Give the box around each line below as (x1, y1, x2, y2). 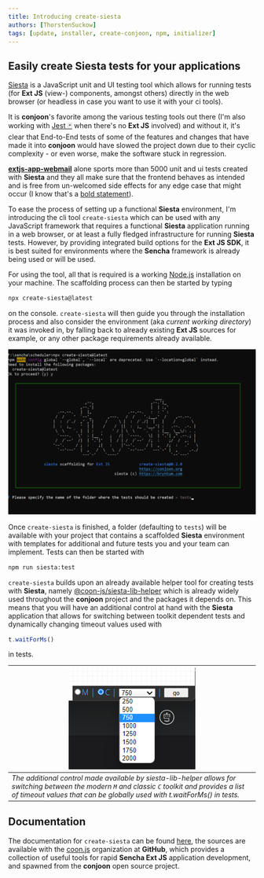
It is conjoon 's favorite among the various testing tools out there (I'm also (8, 112, 246, 122)
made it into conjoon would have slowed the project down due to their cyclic (8, 141, 256, 150)
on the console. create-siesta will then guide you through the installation (8, 309, 245, 318)
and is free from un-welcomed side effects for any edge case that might (8, 181, 242, 190)
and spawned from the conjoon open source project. (8, 861, 180, 870)
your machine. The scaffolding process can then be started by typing (8, 278, 233, 288)
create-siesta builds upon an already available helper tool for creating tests (8, 578, 254, 587)
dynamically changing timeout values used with (8, 619, 163, 629)
